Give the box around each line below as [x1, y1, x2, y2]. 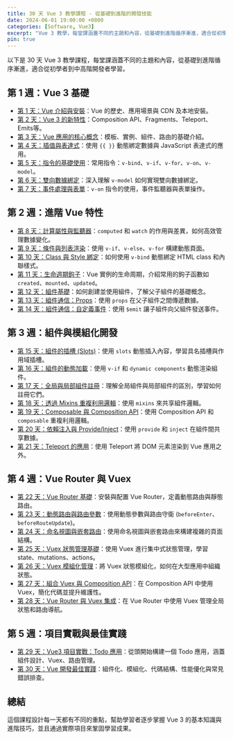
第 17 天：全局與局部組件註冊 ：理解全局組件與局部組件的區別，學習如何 [17, 381, 222, 389]
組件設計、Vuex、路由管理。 [17, 656, 99, 665]
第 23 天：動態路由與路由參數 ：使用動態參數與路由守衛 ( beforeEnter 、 [17, 510, 218, 518]
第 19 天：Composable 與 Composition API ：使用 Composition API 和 [17, 407, 214, 416]
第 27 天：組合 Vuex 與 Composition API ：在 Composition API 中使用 [17, 579, 214, 588]
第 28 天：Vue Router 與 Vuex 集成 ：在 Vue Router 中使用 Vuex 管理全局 [17, 597, 225, 605]
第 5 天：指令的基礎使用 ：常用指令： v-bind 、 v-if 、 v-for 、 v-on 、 [17, 158, 206, 167]
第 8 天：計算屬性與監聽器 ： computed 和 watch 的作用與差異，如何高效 [17, 226, 216, 235]
